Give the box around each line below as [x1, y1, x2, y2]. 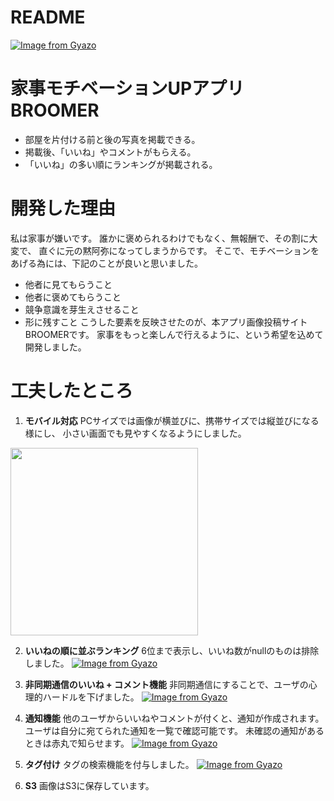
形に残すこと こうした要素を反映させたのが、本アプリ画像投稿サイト [24, 316, 308, 328]
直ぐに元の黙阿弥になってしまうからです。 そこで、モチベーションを [38, 244, 320, 256]
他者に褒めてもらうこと [24, 291, 122, 303]
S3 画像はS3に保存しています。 [24, 779, 155, 791]
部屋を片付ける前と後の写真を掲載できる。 [24, 133, 201, 145]
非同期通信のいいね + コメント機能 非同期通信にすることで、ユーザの [24, 678, 309, 690]
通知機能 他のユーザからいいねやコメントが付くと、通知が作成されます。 [24, 712, 325, 724]
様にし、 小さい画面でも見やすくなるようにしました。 [24, 427, 247, 439]
